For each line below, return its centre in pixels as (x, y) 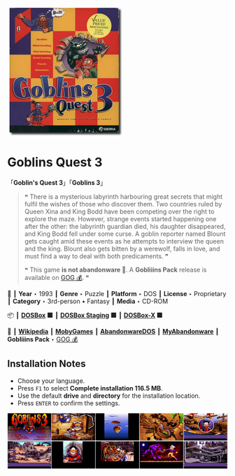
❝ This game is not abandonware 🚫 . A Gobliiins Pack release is (115, 269)
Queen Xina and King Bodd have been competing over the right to (119, 211)
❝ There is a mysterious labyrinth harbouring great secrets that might (123, 196)
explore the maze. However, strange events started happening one (120, 218)
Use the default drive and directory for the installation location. (109, 395)
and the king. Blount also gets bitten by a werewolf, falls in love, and (122, 248)
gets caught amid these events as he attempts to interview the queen (124, 241)
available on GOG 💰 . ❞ (57, 277)
